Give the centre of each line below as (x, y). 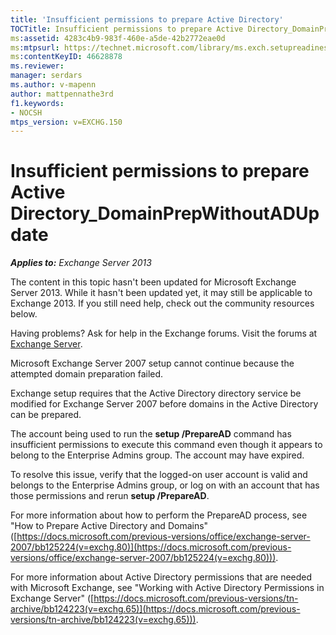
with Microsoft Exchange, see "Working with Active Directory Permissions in (167, 588)
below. (24, 314)
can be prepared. (46, 415)
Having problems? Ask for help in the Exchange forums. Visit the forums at (164, 333)
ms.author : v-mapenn (53, 85)
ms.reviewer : (37, 66)
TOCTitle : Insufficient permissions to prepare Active (127, 29)
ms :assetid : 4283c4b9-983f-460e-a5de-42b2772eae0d (118, 38)
